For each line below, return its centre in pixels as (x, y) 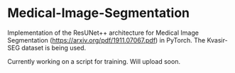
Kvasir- (218, 40)
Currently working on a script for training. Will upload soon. (94, 61)
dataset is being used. (54, 47)
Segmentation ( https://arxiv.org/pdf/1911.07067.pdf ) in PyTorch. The (106, 40)
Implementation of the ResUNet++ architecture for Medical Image (103, 33)
